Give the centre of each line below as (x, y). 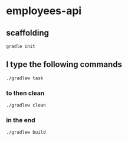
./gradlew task (25, 78)
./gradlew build (26, 132)
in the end (21, 120)
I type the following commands (64, 64)
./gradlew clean (26, 105)
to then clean (25, 93)
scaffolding (27, 33)
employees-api (44, 11)
